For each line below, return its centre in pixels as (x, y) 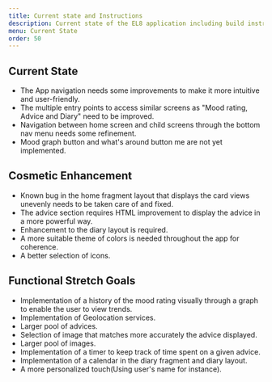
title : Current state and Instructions (76, 16)
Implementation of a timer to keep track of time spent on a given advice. (140, 351)
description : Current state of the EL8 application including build (126, 23)
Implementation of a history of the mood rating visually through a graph (139, 300)
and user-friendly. (50, 99)
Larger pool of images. (58, 343)
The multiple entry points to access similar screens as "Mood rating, (134, 108)
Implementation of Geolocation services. (88, 317)
